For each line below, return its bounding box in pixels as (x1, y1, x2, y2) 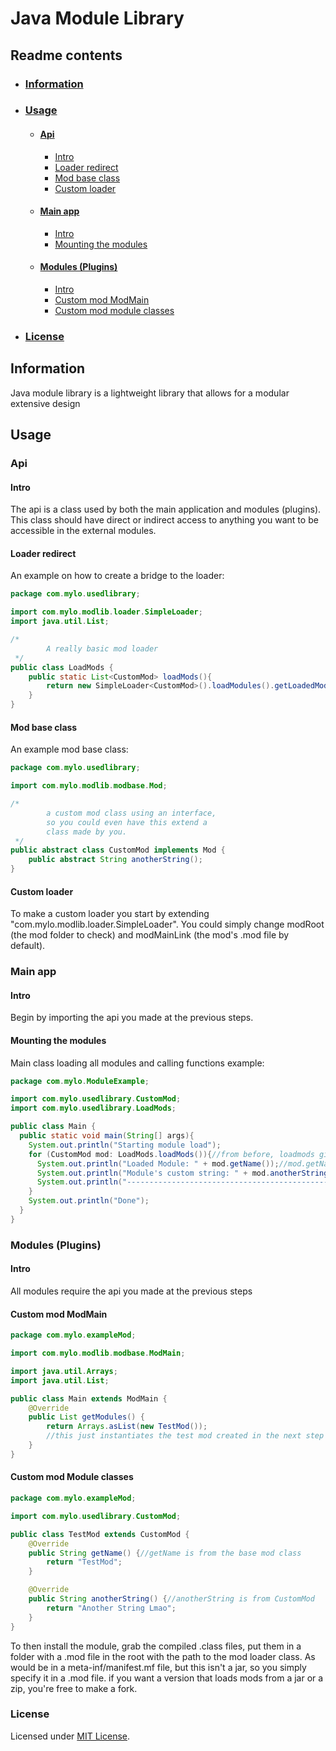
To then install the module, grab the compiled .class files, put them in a (10, 1640, 302, 1652)
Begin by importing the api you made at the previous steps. (10, 1012, 254, 1024)
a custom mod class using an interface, (46, 808, 217, 818)
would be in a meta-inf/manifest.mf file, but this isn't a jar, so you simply (10, 1661, 307, 1673)
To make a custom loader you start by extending (10, 908, 210, 920)
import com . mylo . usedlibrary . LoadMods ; (10, 1103, 177, 1114)
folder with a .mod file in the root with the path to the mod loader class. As (10, 1650, 316, 1662)
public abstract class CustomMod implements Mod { (10, 845, 226, 856)
